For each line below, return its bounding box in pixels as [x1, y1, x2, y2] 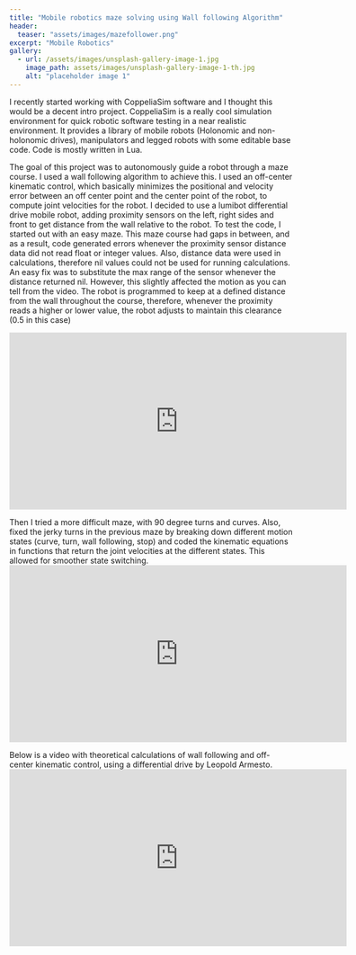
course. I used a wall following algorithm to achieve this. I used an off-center [9, 171, 293, 182]
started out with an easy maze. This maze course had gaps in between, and [9, 228, 290, 239]
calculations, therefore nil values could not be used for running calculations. [9, 257, 290, 268]
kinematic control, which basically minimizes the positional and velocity [9, 181, 274, 192]
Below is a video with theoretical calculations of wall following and [9, 749, 254, 760]
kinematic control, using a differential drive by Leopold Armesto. [35, 759, 272, 770]
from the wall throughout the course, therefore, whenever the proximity [9, 295, 273, 306]
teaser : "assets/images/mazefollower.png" [17, 30, 179, 39]
